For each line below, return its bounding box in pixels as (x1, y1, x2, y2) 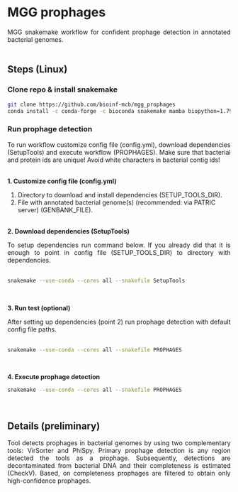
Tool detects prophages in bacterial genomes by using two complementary (7, 439, 231, 447)
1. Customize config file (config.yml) (7, 177, 117, 185)
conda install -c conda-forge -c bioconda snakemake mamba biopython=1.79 (7, 107, 233, 114)
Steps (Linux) (7, 63, 68, 75)
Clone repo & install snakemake (7, 84, 118, 94)
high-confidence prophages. (7, 476, 91, 485)
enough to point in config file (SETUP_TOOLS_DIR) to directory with (7, 248, 231, 256)
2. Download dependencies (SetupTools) (7, 226, 130, 235)
